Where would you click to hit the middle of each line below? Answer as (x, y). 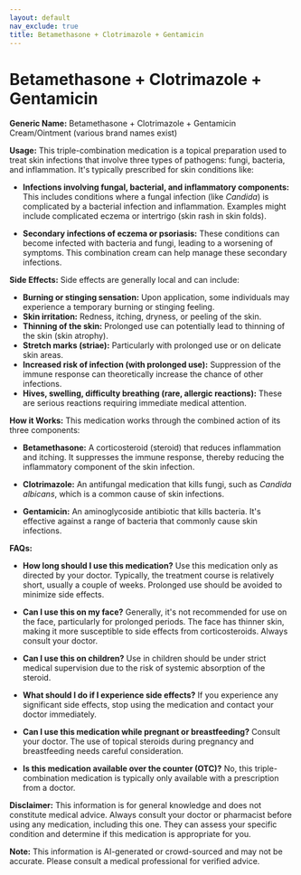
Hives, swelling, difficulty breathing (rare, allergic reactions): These (152, 393)
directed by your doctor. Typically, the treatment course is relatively (148, 576)
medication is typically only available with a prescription (175, 778)
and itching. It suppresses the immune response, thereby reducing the (153, 457)
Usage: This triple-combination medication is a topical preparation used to (148, 151)
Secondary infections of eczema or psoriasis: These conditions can (151, 234)
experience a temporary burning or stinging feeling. (118, 307)
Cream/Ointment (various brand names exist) (94, 133)
